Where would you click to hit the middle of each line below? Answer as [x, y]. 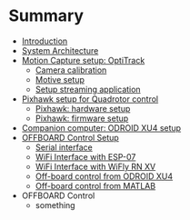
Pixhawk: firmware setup [82, 118]
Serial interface [64, 147]
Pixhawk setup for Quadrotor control [90, 99]
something [55, 205]
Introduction [45, 41]
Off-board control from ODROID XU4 [104, 176]
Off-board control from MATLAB [95, 185]
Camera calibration [71, 70]
